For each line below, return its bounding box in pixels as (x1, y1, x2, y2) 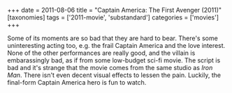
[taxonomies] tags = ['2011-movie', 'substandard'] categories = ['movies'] (7, 13, 219, 22)
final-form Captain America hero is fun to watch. (7, 78, 147, 86)
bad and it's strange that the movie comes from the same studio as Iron (7, 64, 213, 71)
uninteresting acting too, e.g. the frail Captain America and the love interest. (7, 42, 226, 49)
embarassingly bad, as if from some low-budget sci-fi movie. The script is (7, 56, 221, 65)
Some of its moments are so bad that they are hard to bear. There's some (7, 34, 218, 42)
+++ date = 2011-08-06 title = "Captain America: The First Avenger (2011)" (7, 6, 222, 14)
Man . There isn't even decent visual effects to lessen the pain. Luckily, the (7, 71, 222, 79)
